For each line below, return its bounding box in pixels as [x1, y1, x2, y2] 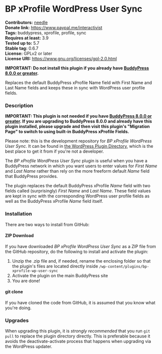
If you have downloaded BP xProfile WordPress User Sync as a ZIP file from [5, 243, 156, 249]
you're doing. [5, 305, 32, 311]
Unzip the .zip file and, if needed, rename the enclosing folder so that [12, 258, 151, 264]
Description [5, 102, 33, 109]
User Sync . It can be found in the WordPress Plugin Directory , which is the [5, 143, 154, 149]
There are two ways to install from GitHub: [5, 221, 90, 227]
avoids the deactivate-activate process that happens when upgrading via [5, 338, 151, 344]
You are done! [12, 278, 40, 283]
